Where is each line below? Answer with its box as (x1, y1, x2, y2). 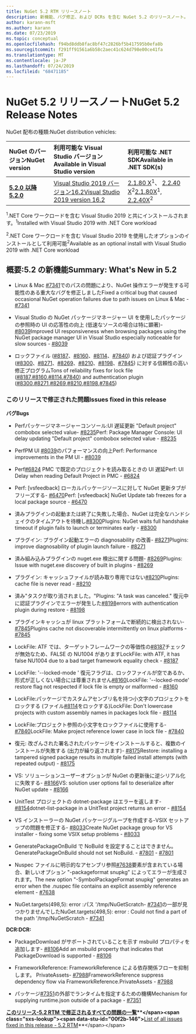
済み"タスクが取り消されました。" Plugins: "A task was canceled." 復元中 (14, 592, 189, 599)
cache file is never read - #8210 (14, 580, 92, 587)
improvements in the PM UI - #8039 (14, 453, 101, 460)
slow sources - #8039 (14, 340, 68, 347)
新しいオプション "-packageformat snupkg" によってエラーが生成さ (24, 868, 188, 875)
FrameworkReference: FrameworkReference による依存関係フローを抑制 (14, 964, 189, 971)
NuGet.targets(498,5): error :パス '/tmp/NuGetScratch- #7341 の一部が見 (14, 901, 188, 908)
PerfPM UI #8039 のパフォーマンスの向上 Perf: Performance (14, 447, 157, 454)
